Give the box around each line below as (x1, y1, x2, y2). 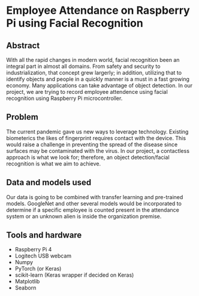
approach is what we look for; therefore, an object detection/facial (6, 153, 170, 161)
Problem (6, 112, 39, 122)
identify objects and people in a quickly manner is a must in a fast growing (6, 76, 190, 82)
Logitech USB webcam (14, 252, 72, 259)
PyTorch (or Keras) (14, 265, 62, 273)
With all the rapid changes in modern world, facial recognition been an (6, 57, 180, 63)
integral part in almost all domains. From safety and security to (6, 63, 161, 70)
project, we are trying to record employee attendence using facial (6, 88, 168, 95)
